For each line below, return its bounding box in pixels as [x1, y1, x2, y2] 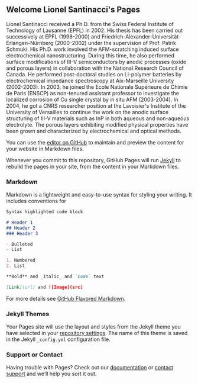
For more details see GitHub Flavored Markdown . [6, 295, 126, 302]
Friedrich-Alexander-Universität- [101, 33, 181, 40]
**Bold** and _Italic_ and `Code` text [6, 273, 105, 280]
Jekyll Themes [6, 310, 50, 318]
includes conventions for [6, 198, 67, 205]
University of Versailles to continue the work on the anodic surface [6, 108, 169, 115]
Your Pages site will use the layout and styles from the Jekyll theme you [6, 323, 181, 330]
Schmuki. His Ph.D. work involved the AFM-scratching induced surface [6, 46, 179, 53]
